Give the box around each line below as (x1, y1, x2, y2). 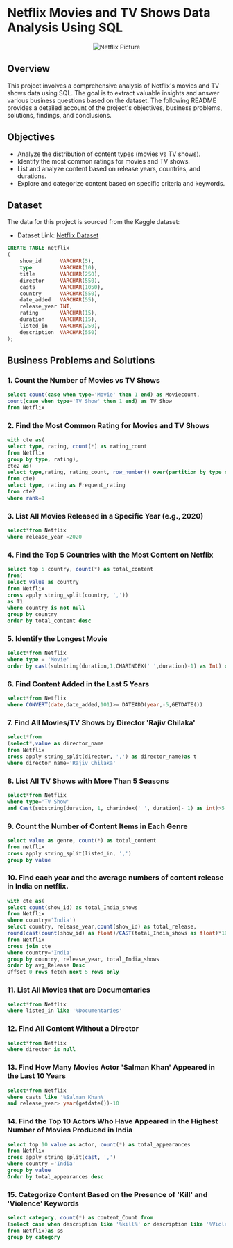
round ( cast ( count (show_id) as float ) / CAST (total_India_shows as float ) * (7, 930, 222, 937)
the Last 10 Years (7, 1071, 66, 1081)
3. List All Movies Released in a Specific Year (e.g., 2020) (7, 511, 204, 521)
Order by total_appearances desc (7, 1173, 104, 1180)
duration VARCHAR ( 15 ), (19, 316, 98, 323)
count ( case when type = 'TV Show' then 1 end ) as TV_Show (7, 398, 172, 405)
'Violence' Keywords (7, 1199, 79, 1208)
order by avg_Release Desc (7, 962, 85, 969)
